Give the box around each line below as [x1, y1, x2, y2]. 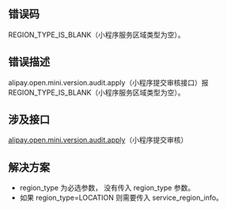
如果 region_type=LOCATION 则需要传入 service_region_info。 [19, 193, 224, 203]
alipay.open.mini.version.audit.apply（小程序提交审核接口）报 [8, 77, 209, 87]
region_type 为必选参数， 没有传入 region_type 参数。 [19, 183, 195, 193]
